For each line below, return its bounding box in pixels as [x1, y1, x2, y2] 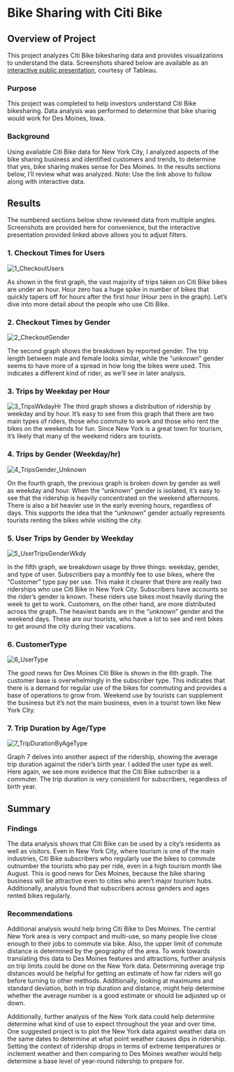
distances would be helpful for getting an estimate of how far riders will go [7, 969, 222, 978]
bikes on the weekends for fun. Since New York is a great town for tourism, [7, 425, 224, 433]
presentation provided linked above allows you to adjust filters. [7, 230, 188, 239]
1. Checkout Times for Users [7, 248, 105, 258]
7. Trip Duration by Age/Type [7, 724, 106, 733]
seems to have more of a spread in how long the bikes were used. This [7, 362, 211, 369]
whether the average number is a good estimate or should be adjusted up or [7, 992, 227, 1000]
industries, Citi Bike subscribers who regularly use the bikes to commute [7, 854, 216, 863]
